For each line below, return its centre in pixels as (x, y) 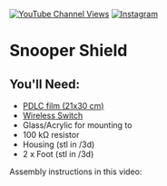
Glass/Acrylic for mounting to (77, 125)
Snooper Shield (69, 51)
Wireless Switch (53, 115)
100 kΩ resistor (51, 135)
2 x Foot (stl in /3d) (58, 154)
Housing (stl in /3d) (59, 144)
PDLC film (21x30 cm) (63, 106)
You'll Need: (44, 84)
